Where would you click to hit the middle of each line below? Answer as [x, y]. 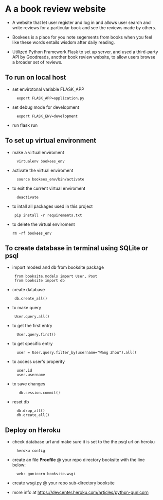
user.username [31, 375]
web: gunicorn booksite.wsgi [46, 474]
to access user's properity [38, 361]
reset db [20, 402]
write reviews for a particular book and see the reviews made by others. [84, 27]
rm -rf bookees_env [32, 233]
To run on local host [36, 77]
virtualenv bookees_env [41, 161]
